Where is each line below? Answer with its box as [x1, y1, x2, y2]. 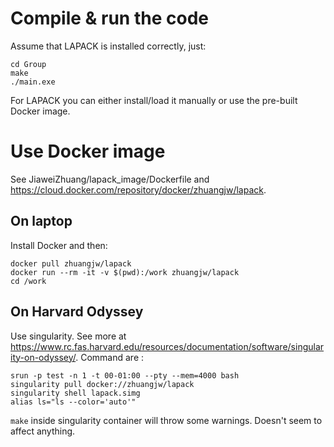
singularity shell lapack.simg [10, 388, 141, 398]
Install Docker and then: [10, 239, 108, 251]
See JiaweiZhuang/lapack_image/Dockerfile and [10, 173, 210, 185]
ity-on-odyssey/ [10, 351, 77, 363]
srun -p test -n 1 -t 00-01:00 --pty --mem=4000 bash [10, 370, 240, 381]
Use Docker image [10, 140, 166, 163]
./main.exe [10, 77, 56, 87]
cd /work [10, 276, 47, 286]
